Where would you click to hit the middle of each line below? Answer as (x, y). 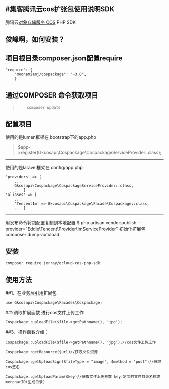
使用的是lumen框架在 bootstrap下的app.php (51, 137)
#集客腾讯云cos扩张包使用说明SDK (60, 9)
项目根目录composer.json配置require (64, 58)
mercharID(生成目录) (25, 382)
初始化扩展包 (132, 229)
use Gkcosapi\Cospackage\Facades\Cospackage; (54, 303)
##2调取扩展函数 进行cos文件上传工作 (45, 313)
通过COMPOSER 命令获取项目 (52, 95)
